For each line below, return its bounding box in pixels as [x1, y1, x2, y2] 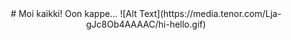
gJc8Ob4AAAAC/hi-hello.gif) [86, 18, 206, 30]
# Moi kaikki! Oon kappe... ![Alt [10, 8, 138, 19]
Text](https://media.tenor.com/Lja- [139, 8, 282, 19]
